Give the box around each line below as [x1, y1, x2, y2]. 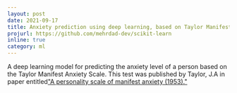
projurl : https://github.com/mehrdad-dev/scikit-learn [7, 30, 172, 37]
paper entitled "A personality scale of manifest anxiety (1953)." [7, 77, 188, 85]
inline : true [7, 37, 46, 44]
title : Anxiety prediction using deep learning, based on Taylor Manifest [7, 23, 232, 30]
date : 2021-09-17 [7, 17, 59, 24]
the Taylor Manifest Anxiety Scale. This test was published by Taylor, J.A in [7, 70, 226, 78]
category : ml [7, 43, 46, 50]
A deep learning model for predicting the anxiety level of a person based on [7, 63, 228, 70]
